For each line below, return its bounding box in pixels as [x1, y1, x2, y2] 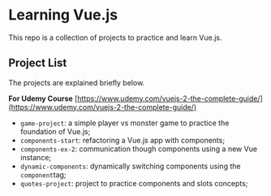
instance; [19, 152, 52, 162]
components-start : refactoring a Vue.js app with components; [19, 135, 226, 145]
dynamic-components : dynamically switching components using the [19, 161, 241, 171]
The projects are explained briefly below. [8, 77, 145, 87]
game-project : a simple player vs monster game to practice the [19, 118, 230, 128]
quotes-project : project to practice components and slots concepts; [19, 178, 248, 188]
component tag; [19, 169, 67, 180]
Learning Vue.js [8, 6, 118, 24]
